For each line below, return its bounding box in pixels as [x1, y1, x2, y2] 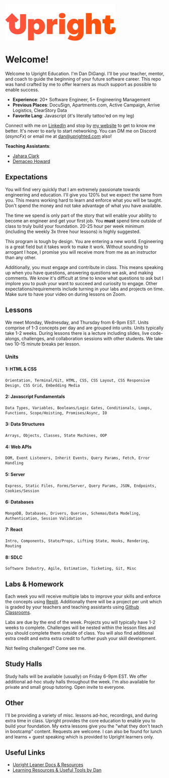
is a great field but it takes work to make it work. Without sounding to [5, 244, 148, 250]
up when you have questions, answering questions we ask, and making [5, 269, 153, 276]
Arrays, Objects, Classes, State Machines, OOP [5, 433, 107, 438]
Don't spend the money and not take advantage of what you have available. [5, 202, 162, 209]
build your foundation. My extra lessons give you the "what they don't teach [5, 723, 163, 729]
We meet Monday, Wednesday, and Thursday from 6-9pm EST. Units [5, 319, 149, 325]
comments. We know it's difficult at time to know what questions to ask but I [5, 275, 164, 281]
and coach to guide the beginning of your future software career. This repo [5, 75, 161, 82]
